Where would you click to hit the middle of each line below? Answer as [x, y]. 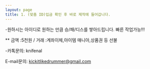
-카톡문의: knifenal [24, 50]
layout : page [19, 10]
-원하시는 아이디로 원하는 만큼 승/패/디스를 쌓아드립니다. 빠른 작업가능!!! [75, 29]
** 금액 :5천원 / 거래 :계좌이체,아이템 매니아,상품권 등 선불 [61, 40]
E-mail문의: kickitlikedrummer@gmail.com [48, 61]
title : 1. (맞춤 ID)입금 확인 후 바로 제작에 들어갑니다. [58, 14]
